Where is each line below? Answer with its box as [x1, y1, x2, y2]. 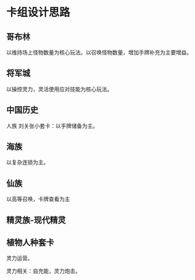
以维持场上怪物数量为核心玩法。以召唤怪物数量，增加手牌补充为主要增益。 [6, 49, 192, 56]
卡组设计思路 [6, 5, 71, 19]
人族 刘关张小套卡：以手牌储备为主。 [6, 122, 98, 129]
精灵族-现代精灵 [6, 215, 66, 225]
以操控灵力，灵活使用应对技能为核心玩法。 [6, 85, 113, 93]
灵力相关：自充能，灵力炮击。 [6, 267, 81, 275]
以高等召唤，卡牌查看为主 [6, 195, 70, 203]
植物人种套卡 [6, 238, 55, 248]
